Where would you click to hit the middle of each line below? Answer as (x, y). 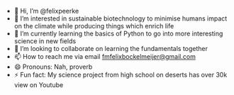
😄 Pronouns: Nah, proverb (53, 67)
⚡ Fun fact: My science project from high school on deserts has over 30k (121, 75)
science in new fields (45, 41)
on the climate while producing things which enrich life (94, 26)
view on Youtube (39, 85)
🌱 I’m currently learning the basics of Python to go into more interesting (118, 33)
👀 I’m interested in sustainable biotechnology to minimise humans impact (121, 18)
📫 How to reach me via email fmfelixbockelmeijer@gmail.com (105, 56)
